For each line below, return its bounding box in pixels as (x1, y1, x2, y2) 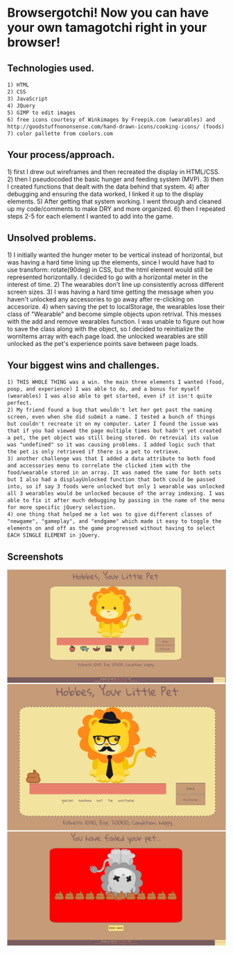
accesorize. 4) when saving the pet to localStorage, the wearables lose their (7, 302, 225, 310)
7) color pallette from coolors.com (7, 130, 113, 137)
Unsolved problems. (7, 232, 97, 244)
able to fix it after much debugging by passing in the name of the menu (7, 497, 225, 504)
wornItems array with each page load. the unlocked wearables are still (7, 332, 208, 340)
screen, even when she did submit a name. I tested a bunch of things (7, 414, 216, 420)
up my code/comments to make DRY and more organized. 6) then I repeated (7, 204, 225, 213)
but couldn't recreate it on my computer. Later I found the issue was (7, 420, 218, 427)
